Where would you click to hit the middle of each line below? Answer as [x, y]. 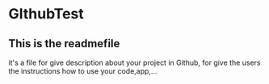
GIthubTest [46, 14]
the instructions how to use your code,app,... [83, 71]
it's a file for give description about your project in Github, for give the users [134, 62]
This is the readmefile [64, 44]
